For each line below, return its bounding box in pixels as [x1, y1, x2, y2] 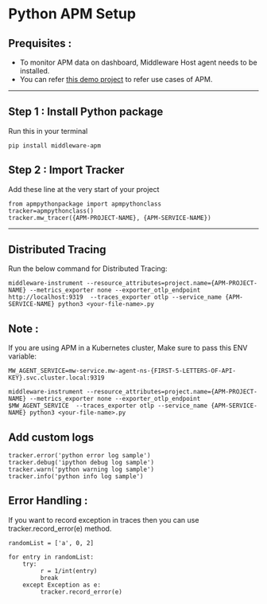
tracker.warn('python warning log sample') [8, 465, 155, 474]
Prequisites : [8, 37, 72, 50]
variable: [8, 351, 37, 361]
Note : [8, 322, 39, 335]
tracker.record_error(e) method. [8, 524, 112, 533]
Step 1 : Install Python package [8, 105, 164, 119]
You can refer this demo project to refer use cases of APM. [19, 75, 213, 84]
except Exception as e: [22, 581, 102, 589]
